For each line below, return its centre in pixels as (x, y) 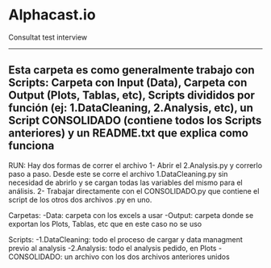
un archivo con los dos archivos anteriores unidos (147, 257)
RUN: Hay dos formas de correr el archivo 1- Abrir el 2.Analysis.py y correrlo (135, 165)
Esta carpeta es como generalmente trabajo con (131, 70)
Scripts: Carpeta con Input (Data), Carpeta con (128, 83)
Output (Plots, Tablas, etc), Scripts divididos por (132, 96)
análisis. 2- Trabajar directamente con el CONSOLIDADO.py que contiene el (134, 191)
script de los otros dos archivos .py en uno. (80, 199)
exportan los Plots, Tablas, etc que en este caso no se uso (105, 224)
